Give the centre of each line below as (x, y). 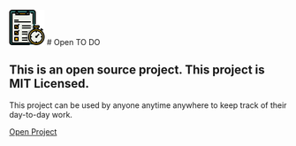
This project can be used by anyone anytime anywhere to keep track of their (148, 105)
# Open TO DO (73, 42)
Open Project (33, 131)
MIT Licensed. (49, 84)
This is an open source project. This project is (137, 70)
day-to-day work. (41, 114)
